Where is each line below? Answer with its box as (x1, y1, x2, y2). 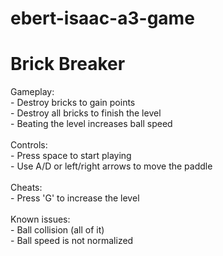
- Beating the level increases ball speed (10, 118, 173, 130)
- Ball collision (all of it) (10, 224, 105, 236)
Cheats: (10, 182, 43, 194)
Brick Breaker (10, 53, 126, 76)
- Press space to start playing (10, 150, 132, 162)
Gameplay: (10, 86, 55, 98)
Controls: (10, 139, 48, 151)
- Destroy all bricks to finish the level (10, 107, 162, 119)
